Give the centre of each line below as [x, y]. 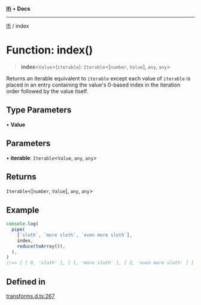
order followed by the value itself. [47, 91]
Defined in [26, 282]
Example [23, 210]
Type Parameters [39, 110]
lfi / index [18, 26]
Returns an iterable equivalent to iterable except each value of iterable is [98, 78]
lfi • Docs [18, 9]
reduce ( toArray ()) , [41, 246]
